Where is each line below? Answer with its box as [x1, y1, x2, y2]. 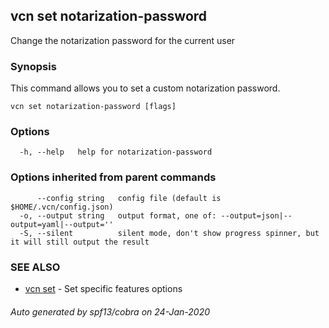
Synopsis [10, 59, 57, 73]
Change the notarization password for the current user [10, 34, 236, 46]
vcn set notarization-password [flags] [10, 102, 177, 112]
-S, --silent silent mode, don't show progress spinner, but [19, 228, 320, 238]
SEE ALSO [10, 260, 61, 274]
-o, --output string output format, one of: [19, 210, 217, 221]
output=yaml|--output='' [10, 219, 114, 229]
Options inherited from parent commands [10, 170, 217, 184]
